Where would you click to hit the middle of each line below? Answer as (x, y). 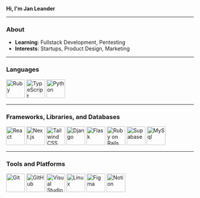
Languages (23, 69)
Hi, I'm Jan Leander (31, 9)
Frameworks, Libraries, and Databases (63, 117)
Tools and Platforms (36, 164)
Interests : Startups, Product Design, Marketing (72, 49)
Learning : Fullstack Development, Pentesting (70, 42)
